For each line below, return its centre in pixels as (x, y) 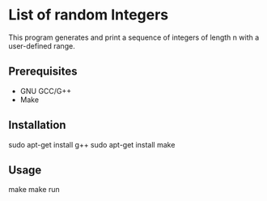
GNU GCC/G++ (46, 91)
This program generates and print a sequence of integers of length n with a (134, 37)
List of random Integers (89, 15)
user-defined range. (42, 45)
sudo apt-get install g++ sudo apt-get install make (92, 144)
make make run (34, 190)
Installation (37, 125)
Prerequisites (43, 72)
